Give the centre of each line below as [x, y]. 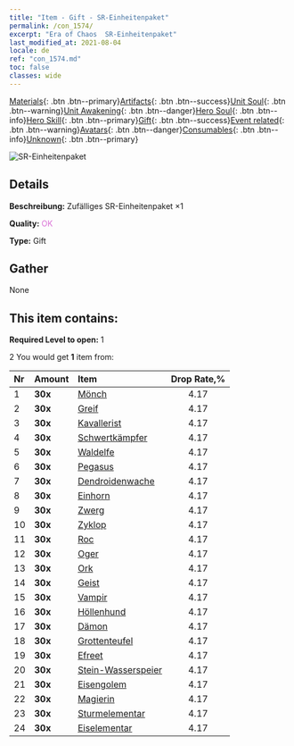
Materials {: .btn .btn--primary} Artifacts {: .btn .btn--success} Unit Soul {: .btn [148, 101]
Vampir [92, 598]
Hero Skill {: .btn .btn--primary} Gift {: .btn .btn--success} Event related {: [155, 120]
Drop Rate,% [198, 379]
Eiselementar [105, 728]
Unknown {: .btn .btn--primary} [82, 138]
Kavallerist [99, 423]
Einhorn [94, 496]
